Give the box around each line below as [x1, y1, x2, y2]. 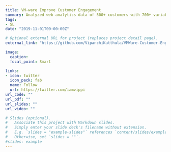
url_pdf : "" [5, 96, 31, 102]
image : [5, 49, 19, 55]
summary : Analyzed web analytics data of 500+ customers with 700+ [5, 12, 152, 17]
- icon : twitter [5, 73, 40, 78]
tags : [5, 17, 17, 22]
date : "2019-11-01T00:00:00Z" [5, 27, 70, 32]
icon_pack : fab [10, 78, 42, 83]
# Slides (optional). [5, 115, 51, 120]
